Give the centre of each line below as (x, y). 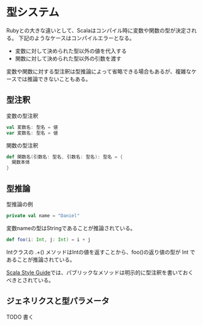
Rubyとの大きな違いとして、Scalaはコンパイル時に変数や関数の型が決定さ (99, 30)
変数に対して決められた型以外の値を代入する (71, 51)
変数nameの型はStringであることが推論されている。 (71, 228)
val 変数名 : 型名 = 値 (32, 127)
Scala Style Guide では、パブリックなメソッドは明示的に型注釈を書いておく (100, 272)
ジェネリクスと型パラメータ (58, 301)
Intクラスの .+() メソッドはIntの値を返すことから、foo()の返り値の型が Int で (101, 252)
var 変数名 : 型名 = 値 (32, 133)
